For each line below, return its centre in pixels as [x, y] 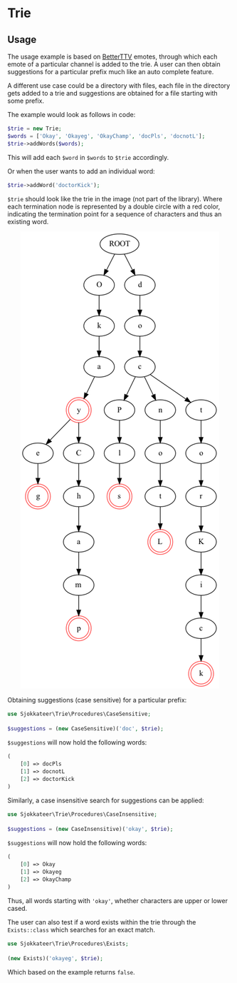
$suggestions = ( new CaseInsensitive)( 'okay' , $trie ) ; [90, 830]
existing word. [28, 221]
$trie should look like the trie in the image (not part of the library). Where [115, 198]
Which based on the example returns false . [71, 972]
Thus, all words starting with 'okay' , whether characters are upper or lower [117, 900]
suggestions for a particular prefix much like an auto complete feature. [111, 72]
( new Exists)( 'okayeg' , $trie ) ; [55, 959]
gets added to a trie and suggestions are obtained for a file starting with [113, 93]
